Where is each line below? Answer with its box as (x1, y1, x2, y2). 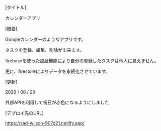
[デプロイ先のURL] (5, 110, 44, 116)
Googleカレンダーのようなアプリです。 (5, 37, 86, 42)
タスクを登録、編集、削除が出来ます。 (5, 47, 85, 53)
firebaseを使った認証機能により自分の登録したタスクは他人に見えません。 (5, 58, 159, 64)
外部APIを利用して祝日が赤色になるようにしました (5, 99, 109, 105)
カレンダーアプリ (5, 15, 41, 21)
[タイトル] (5, 5, 27, 10)
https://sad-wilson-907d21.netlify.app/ (5, 120, 85, 126)
